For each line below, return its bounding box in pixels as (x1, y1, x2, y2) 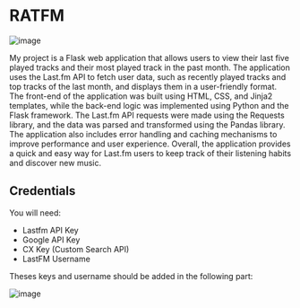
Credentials (9, 183, 76, 198)
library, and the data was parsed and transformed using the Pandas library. (9, 119, 286, 130)
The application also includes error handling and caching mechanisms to (9, 128, 278, 139)
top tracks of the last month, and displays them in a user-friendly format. (9, 81, 278, 92)
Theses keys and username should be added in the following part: (9, 270, 253, 281)
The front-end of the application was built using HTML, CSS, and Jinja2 (9, 91, 273, 101)
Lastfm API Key (21, 224, 79, 235)
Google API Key (21, 234, 81, 245)
